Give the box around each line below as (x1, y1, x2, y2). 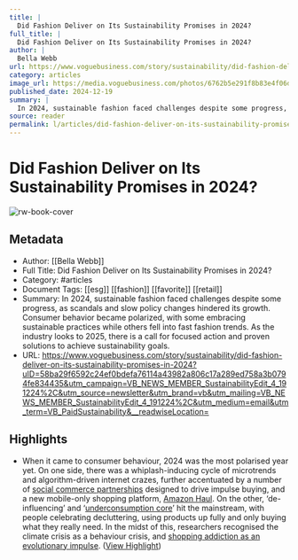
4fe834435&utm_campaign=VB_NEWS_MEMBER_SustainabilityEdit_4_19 (21, 377, 287, 388)
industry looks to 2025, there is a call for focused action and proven (21, 331, 271, 341)
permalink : (9, 121, 50, 129)
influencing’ (21, 502, 66, 513)
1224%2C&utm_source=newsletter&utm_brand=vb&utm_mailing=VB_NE (21, 387, 286, 398)
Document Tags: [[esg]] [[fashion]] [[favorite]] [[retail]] (21, 284, 223, 294)
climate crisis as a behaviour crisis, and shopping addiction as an (21, 531, 261, 541)
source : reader (9, 112, 66, 121)
